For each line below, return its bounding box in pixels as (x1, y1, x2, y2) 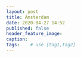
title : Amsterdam (6, 14, 49, 20)
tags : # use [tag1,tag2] (6, 42, 76, 48)
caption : (6, 36, 28, 42)
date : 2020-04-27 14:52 (6, 20, 66, 26)
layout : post (6, 8, 39, 15)
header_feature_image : (6, 31, 63, 37)
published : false (6, 25, 49, 31)
